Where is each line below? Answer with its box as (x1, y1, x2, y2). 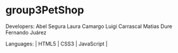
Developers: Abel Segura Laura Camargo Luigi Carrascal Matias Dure (5, 23, 173, 30)
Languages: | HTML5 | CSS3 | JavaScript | (5, 40, 108, 47)
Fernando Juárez (5, 29, 47, 36)
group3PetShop (5, 3, 84, 17)
